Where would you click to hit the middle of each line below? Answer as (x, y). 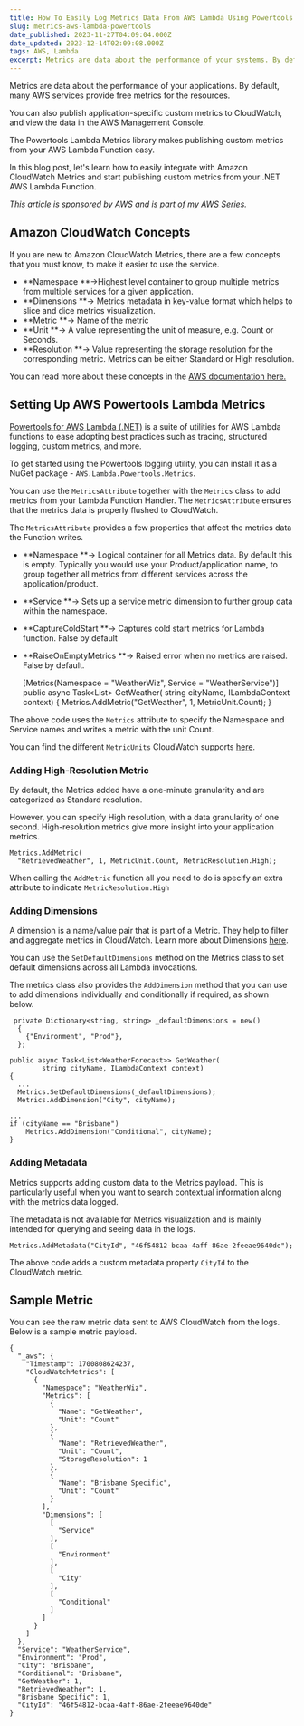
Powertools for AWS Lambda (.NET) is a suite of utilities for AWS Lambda (146, 426)
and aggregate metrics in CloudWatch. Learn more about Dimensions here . (149, 940)
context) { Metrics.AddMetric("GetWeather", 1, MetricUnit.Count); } (147, 702)
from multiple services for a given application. (108, 291)
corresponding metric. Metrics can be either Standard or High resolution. (158, 358)
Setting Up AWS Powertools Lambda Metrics (138, 405)
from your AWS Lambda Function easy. (82, 150)
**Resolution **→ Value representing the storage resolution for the (147, 349)
